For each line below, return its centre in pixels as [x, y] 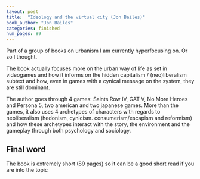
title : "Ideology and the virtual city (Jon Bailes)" [76, 17]
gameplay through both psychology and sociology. [69, 131]
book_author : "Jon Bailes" [40, 23]
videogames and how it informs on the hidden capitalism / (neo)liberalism [96, 75]
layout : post [22, 12]
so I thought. [22, 57]
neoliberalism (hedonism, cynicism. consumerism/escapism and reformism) [99, 118]
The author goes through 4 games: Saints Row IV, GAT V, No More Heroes [97, 99]
